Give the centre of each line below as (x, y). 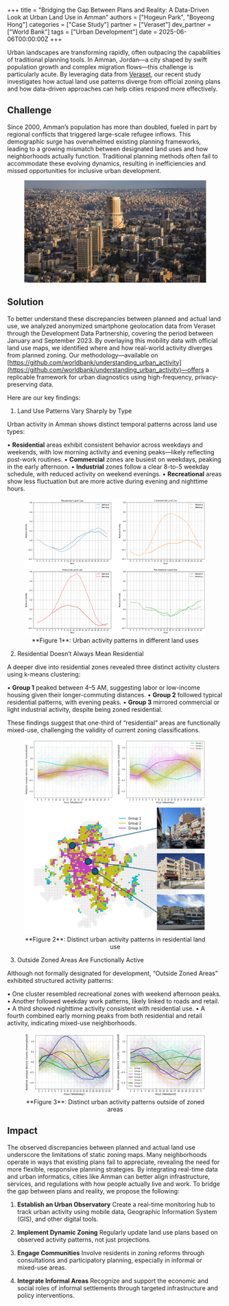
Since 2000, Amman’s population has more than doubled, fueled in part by (112, 127)
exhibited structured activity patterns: (60, 980)
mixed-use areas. (42, 1267)
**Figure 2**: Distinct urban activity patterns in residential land (115, 939)
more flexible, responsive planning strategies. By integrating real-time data (112, 1169)
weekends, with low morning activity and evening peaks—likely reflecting (111, 452)
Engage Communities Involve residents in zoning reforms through (110, 1252)
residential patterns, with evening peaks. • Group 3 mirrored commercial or (113, 702)
